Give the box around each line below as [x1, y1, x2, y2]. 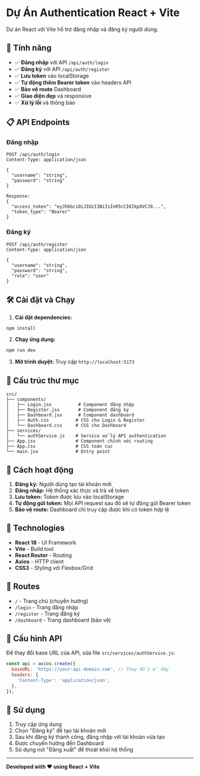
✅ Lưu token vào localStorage [14, 72, 89, 79]
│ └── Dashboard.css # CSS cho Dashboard [6, 423, 127, 429]
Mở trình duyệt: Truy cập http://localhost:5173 [14, 358, 135, 366]
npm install [6, 325, 36, 331]
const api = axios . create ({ [6, 661, 76, 667]
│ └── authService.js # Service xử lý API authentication [6, 433, 167, 439]
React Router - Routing [14, 551, 73, 559]
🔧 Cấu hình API [6, 633, 62, 643]
